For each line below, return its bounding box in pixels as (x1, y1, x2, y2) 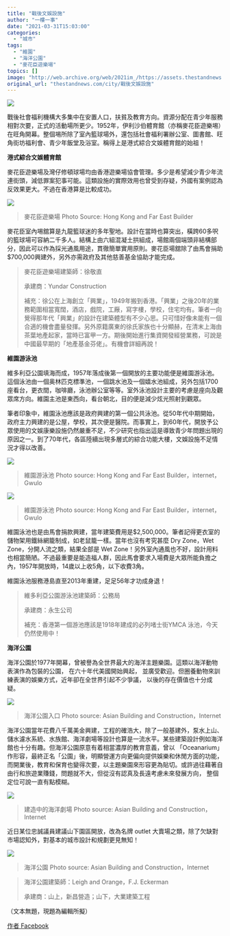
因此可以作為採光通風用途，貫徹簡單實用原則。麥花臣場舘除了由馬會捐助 (18, 245, 223, 253)
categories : (7, 29, 41, 36)
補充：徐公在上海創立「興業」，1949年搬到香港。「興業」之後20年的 (23, 297, 214, 305)
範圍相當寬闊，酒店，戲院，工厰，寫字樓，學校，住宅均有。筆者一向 (29, 305, 222, 313)
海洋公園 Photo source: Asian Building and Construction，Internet (23, 863, 209, 871)
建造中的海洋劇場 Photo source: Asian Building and (23, 805, 168, 814)
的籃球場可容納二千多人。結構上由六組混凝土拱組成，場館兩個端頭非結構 (7, 236, 211, 244)
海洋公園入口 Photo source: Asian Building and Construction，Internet (23, 712, 221, 720)
